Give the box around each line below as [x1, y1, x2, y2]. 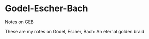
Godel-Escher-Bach [5, 3, 88, 14]
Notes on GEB [5, 19, 34, 25]
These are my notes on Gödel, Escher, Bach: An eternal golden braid [5, 28, 145, 34]
